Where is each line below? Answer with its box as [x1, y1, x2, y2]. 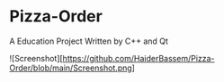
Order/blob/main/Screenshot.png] [9, 62, 135, 73]
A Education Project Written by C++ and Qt [9, 36, 169, 46]
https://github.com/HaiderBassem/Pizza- [62, 53, 215, 63]
